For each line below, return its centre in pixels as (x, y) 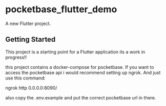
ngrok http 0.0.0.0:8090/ (31, 88)
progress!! (16, 57)
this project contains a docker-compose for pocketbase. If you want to (80, 67)
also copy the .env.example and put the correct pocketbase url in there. (81, 97)
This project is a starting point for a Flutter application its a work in (75, 51)
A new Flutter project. (28, 23)
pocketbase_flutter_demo (61, 9)
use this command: (26, 78)
